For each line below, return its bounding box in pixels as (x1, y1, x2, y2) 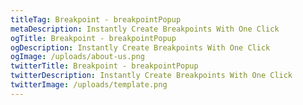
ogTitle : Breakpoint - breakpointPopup (10, 33, 177, 43)
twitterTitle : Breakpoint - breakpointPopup (10, 61, 199, 71)
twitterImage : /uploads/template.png (10, 80, 168, 90)
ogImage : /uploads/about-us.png (10, 52, 145, 62)
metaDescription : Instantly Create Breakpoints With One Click (10, 24, 280, 34)
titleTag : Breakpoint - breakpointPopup (10, 14, 182, 25)
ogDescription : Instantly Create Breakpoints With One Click (10, 42, 271, 53)
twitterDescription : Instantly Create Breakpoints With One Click (10, 71, 293, 81)
